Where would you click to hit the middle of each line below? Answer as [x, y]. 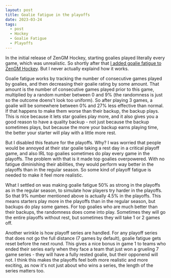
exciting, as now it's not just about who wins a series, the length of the [79, 265]
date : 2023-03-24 [24, 19]
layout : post [19, 10]
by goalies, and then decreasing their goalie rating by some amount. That [82, 84]
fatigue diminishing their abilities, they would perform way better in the [80, 164]
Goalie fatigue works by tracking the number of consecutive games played [84, 78]
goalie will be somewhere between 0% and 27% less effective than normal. [84, 106]
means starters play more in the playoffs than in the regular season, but [80, 201]
